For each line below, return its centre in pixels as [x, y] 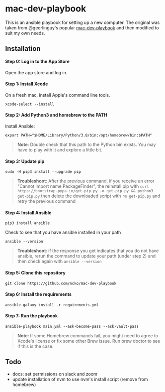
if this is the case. [35, 346]
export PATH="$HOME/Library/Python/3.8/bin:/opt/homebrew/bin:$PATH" [79, 135]
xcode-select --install [30, 104]
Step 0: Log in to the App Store [37, 61]
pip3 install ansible [28, 223]
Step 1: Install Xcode [27, 84]
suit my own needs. [25, 33]
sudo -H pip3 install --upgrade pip [43, 172]
